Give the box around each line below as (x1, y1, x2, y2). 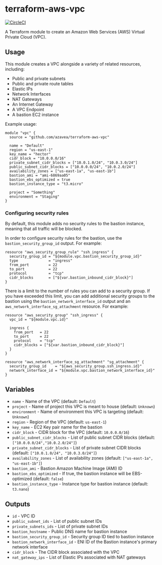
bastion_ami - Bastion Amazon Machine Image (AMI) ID (12, 465, 123, 471)
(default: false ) (33, 476, 64, 482)
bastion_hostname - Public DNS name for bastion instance (12, 528, 128, 534)
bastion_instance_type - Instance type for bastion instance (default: (12, 481, 148, 486)
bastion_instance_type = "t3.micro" (9, 181, 83, 186)
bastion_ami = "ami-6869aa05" (9, 173, 70, 178)
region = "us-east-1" (9, 147, 53, 152)
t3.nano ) (12, 486, 30, 492)
